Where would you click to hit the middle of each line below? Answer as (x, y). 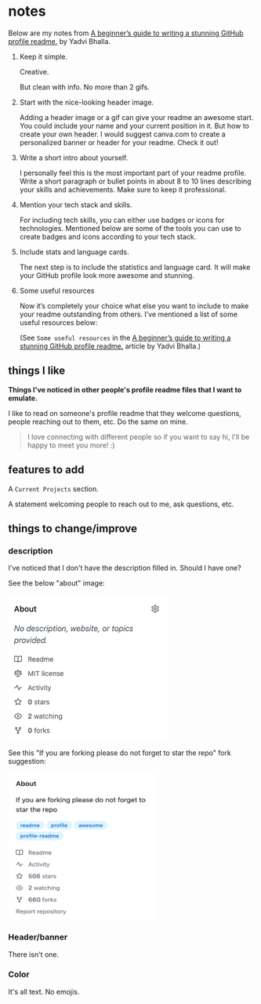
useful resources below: (58, 322)
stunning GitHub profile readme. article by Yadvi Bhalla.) (110, 346)
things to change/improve (72, 528)
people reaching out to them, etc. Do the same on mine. (98, 422)
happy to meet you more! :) (71, 445)
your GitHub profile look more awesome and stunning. (107, 275)
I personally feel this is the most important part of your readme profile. (133, 173)
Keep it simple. (43, 57)
